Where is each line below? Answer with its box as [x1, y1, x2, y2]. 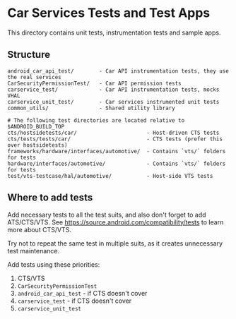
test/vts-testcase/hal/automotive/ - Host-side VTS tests [7, 172, 213, 179]
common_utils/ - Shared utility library [7, 104, 175, 112]
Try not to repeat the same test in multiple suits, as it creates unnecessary [7, 239, 223, 248]
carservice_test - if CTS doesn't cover [17, 296, 132, 305]
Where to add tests [7, 192, 93, 204]
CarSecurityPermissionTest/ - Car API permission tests [7, 80, 182, 87]
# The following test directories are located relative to [7, 116, 185, 124]
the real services [7, 73, 61, 80]
